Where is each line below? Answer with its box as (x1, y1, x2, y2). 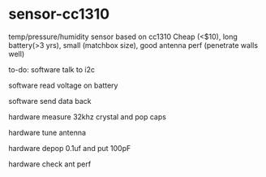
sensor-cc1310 (8, 5, 110, 24)
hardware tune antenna (8, 127, 87, 137)
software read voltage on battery (8, 80, 118, 90)
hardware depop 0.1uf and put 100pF (8, 143, 131, 153)
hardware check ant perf (8, 159, 92, 169)
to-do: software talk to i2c (8, 64, 96, 74)
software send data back (8, 96, 92, 106)
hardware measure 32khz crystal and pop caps (8, 111, 166, 122)
